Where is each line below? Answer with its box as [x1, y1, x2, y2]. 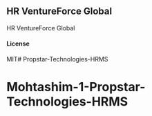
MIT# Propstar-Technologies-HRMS [6, 55, 108, 64]
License [6, 39, 30, 48]
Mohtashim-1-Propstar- [6, 79, 146, 95]
